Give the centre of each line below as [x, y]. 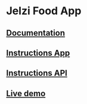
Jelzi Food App [44, 11]
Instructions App [38, 53]
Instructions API [37, 73]
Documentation [36, 33]
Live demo [26, 93]
